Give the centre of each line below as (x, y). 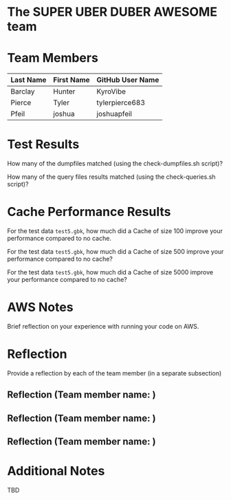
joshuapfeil (114, 114)
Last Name (29, 80)
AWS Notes (40, 307)
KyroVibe (111, 91)
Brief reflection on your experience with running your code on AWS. (103, 326)
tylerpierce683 (121, 102)
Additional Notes (56, 471)
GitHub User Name (128, 80)
